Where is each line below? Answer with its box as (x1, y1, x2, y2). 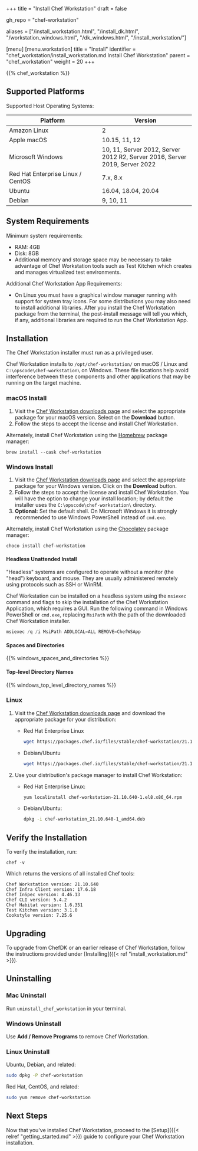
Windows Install (6, 463, 54, 471)
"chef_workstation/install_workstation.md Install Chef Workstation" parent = (6, 52, 190, 58)
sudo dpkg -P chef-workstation (6, 1073, 83, 1078)
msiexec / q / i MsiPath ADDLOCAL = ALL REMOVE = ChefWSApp (6, 629, 141, 635)
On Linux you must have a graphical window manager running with (14, 291, 177, 299)
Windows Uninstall (6, 1019, 62, 1028)
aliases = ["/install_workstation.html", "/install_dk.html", (6, 28, 140, 35)
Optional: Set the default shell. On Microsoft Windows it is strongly (14, 507, 177, 515)
